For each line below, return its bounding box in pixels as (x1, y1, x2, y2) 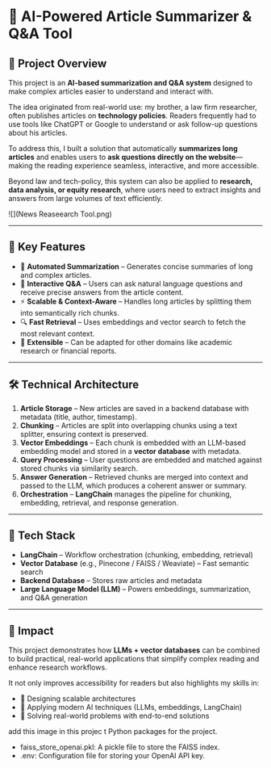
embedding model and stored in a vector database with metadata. (19, 446, 242, 455)
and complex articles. (19, 270, 92, 279)
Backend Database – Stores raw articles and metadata (19, 576, 202, 585)
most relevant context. (19, 329, 95, 338)
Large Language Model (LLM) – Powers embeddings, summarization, (19, 585, 252, 594)
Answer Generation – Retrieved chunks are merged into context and (19, 472, 248, 481)
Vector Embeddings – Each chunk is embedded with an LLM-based (19, 438, 246, 447)
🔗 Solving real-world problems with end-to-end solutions (19, 711, 210, 721)
